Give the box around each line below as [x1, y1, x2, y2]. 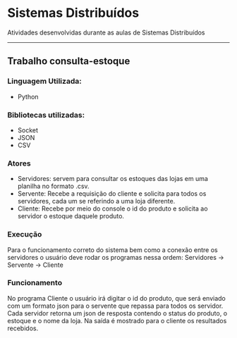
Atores [7, 158, 31, 168]
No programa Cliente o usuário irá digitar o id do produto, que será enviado [7, 294, 226, 302]
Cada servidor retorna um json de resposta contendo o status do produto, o [7, 308, 228, 318]
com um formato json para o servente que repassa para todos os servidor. [7, 301, 224, 310]
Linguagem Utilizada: [7, 76, 83, 86]
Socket [17, 125, 39, 134]
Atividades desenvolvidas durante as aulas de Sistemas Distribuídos [7, 28, 205, 37]
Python [17, 92, 39, 101]
